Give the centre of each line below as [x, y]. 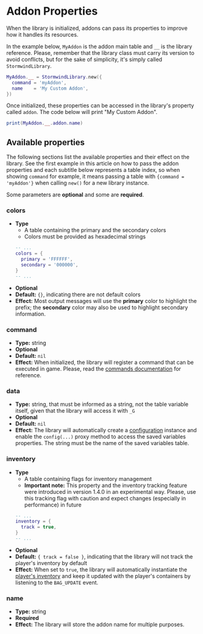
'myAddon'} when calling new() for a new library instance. [78, 183]
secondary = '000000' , [50, 265]
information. [30, 314]
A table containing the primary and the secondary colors [95, 230]
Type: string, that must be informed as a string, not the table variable [102, 404]
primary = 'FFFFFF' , [47, 259]
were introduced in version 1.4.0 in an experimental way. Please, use [110, 491]
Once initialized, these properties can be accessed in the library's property [100, 105]
